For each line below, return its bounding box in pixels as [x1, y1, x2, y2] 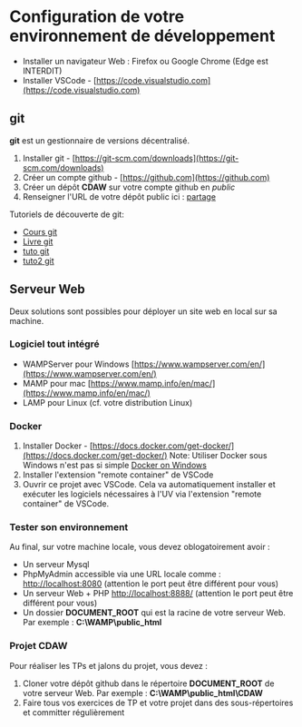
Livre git [22, 236, 54, 247]
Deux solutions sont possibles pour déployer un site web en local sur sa [9, 306, 278, 317]
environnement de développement [9, 25, 276, 46]
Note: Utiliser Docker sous [169, 450, 268, 461]
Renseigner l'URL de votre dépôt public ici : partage [22, 191, 216, 201]
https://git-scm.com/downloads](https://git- [74, 152, 239, 163]
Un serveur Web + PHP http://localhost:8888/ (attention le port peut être [22, 588, 294, 599]
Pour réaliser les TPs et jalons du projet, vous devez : [9, 660, 209, 671]
